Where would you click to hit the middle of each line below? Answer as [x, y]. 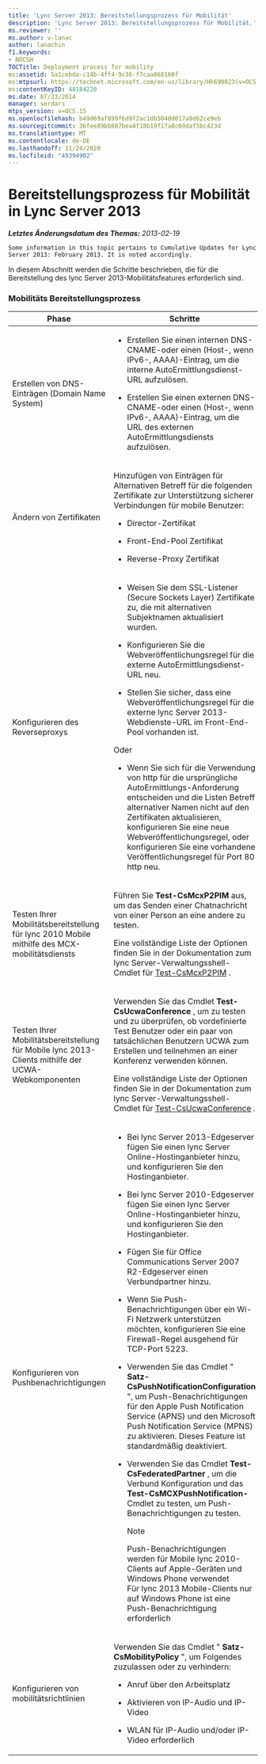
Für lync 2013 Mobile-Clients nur [190, 1589]
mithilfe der [61, 1060]
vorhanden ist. [172, 732]
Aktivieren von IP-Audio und [180, 1702]
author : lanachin [37, 45]
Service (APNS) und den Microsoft [191, 1416]
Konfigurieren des [46, 722]
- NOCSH [21, 60]
